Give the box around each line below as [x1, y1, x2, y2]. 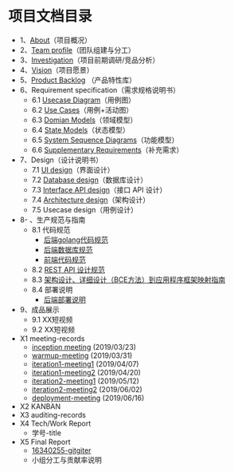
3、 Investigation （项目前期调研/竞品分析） [19, 55, 160, 65]
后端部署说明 [43, 295, 86, 304]
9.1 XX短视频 [31, 315, 73, 324]
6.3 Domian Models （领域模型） [31, 115, 138, 125]
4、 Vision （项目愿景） [19, 65, 94, 74]
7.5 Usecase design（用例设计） [31, 204, 138, 214]
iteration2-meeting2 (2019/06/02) [31, 384, 143, 394]
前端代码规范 [43, 255, 86, 264]
